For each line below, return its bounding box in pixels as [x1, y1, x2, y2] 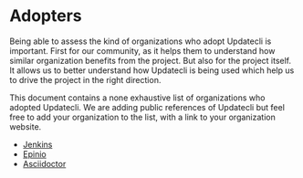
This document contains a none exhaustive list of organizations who [9, 92, 266, 103]
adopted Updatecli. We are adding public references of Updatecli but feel [9, 101, 286, 112]
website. [9, 120, 42, 132]
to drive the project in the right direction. [9, 74, 162, 85]
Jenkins [22, 139, 53, 150]
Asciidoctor [22, 158, 67, 169]
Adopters [9, 5, 82, 26]
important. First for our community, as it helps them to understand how [9, 45, 276, 56]
